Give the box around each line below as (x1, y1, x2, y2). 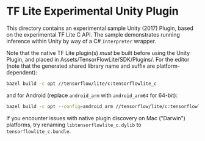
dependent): (6, 68, 38, 76)
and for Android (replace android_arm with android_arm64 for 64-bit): (6, 92, 178, 99)
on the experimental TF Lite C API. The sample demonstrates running (6, 31, 180, 38)
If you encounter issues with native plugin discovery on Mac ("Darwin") (6, 114, 186, 121)
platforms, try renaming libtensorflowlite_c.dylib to (6, 121, 142, 128)
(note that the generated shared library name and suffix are (6, 62, 156, 70)
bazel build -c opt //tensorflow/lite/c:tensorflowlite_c (6, 81, 157, 87)
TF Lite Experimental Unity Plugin (6, 4, 179, 18)
